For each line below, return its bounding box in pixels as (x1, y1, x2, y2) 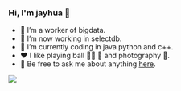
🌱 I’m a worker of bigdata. (19, 26, 106, 35)
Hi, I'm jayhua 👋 (8, 7, 71, 18)
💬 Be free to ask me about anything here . (19, 59, 157, 69)
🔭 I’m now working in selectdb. (19, 34, 122, 43)
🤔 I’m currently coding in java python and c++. (19, 42, 174, 52)
